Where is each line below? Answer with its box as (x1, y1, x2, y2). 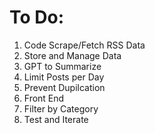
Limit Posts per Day (23, 71, 105, 83)
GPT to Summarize (23, 60, 102, 72)
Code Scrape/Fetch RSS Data (23, 39, 146, 51)
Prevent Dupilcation (23, 81, 106, 93)
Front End (23, 92, 65, 104)
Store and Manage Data (23, 49, 122, 61)
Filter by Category (23, 102, 99, 115)
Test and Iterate (23, 113, 89, 125)
